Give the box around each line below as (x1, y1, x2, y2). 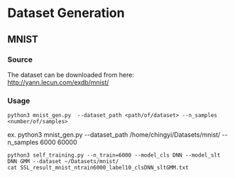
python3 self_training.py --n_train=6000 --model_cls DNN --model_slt (7, 152, 221, 159)
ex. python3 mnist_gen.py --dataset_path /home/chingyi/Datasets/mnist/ (7, 130, 221, 139)
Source (7, 55, 33, 65)
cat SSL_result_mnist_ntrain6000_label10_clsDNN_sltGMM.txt (7, 165, 190, 172)
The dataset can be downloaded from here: (7, 70, 135, 79)
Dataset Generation (7, 5, 125, 21)
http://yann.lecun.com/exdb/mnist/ (7, 78, 109, 87)
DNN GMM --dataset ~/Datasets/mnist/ (7, 158, 119, 165)
